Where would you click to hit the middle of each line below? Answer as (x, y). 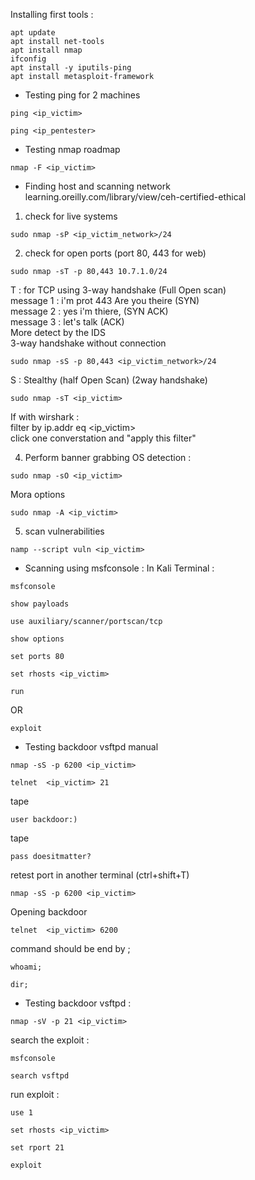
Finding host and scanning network (97, 186)
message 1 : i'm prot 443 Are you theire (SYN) (105, 300)
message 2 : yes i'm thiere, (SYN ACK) (89, 311)
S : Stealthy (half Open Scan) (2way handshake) (109, 380)
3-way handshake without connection (88, 343)
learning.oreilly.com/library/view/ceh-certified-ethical (135, 197)
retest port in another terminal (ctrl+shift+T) (100, 875)
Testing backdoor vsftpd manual (91, 747)
